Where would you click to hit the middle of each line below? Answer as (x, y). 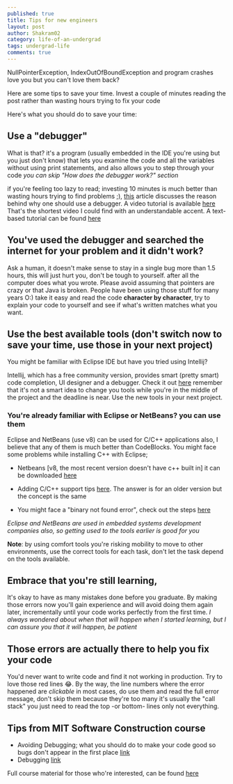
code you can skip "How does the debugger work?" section (93, 175)
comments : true (29, 53)
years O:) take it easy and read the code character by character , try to (109, 298)
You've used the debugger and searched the (105, 240)
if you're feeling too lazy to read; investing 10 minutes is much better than (112, 188)
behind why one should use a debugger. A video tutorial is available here (111, 203)
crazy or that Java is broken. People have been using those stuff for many (113, 290)
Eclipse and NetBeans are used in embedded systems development (104, 523)
